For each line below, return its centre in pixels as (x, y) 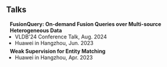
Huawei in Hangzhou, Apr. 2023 (54, 57)
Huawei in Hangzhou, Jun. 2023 (54, 43)
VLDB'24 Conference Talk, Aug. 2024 (61, 36)
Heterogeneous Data (36, 30)
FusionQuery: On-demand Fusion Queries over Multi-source (86, 24)
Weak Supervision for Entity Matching (57, 51)
